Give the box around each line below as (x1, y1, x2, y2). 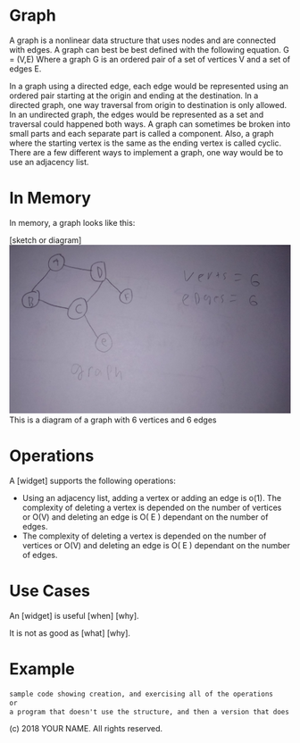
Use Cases (9, 581, 91, 601)
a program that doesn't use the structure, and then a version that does (9, 707, 290, 716)
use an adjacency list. (9, 156, 89, 167)
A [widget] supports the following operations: (9, 475, 176, 487)
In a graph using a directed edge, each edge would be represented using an (9, 80, 288, 91)
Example (9, 659, 75, 680)
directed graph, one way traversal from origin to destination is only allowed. (9, 99, 287, 110)
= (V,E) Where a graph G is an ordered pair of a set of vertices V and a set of (9, 54, 291, 64)
